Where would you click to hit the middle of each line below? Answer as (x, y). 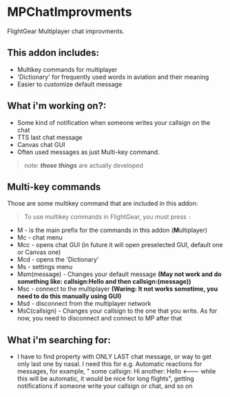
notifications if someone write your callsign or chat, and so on (105, 386)
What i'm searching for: (59, 340)
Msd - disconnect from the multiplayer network (84, 304)
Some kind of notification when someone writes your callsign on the (114, 122)
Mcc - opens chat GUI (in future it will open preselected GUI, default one (120, 245)
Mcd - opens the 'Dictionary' (58, 260)
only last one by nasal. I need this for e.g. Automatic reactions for (109, 364)
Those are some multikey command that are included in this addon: (103, 204)
